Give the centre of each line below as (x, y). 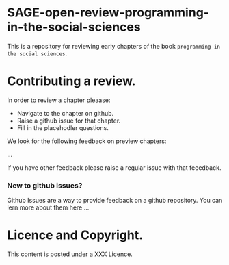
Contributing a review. (71, 81)
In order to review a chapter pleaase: (59, 100)
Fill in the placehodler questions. (63, 127)
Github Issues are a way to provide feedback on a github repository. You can (115, 201)
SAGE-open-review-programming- (108, 13)
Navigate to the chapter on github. (65, 113)
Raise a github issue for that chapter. (69, 121)
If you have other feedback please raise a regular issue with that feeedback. (114, 167)
